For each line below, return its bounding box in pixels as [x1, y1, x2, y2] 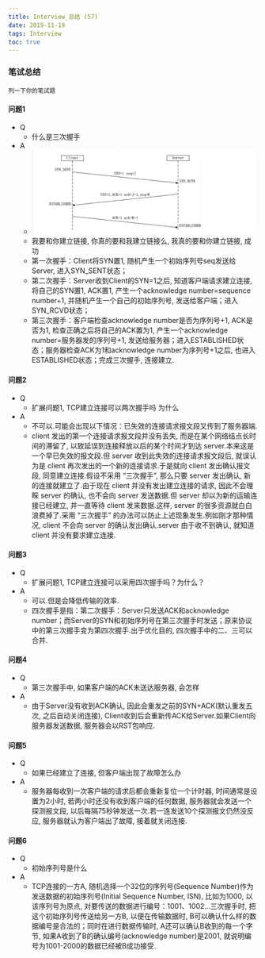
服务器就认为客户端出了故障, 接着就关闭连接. [42, 816, 187, 825]
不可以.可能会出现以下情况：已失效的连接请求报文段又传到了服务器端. [31, 421, 258, 430]
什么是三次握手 [31, 132, 81, 141]
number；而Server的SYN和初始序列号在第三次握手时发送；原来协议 [31, 615, 253, 625]
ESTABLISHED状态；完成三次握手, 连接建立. [31, 356, 175, 365]
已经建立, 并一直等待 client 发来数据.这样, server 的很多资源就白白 [38, 500, 253, 510]
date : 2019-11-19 [8, 21, 66, 29]
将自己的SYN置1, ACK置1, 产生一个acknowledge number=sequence [31, 286, 252, 295]
